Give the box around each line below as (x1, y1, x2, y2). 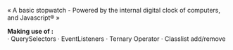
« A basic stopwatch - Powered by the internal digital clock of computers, (7, 6, 220, 14)
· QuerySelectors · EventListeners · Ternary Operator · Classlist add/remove (7, 35, 226, 43)
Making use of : (7, 27, 54, 35)
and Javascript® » (7, 13, 60, 22)
